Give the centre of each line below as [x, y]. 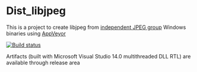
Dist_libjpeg [36, 11]
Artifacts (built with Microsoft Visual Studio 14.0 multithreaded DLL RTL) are [99, 56]
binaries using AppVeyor [36, 33]
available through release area [43, 63]
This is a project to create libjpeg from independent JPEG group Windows [96, 27]
